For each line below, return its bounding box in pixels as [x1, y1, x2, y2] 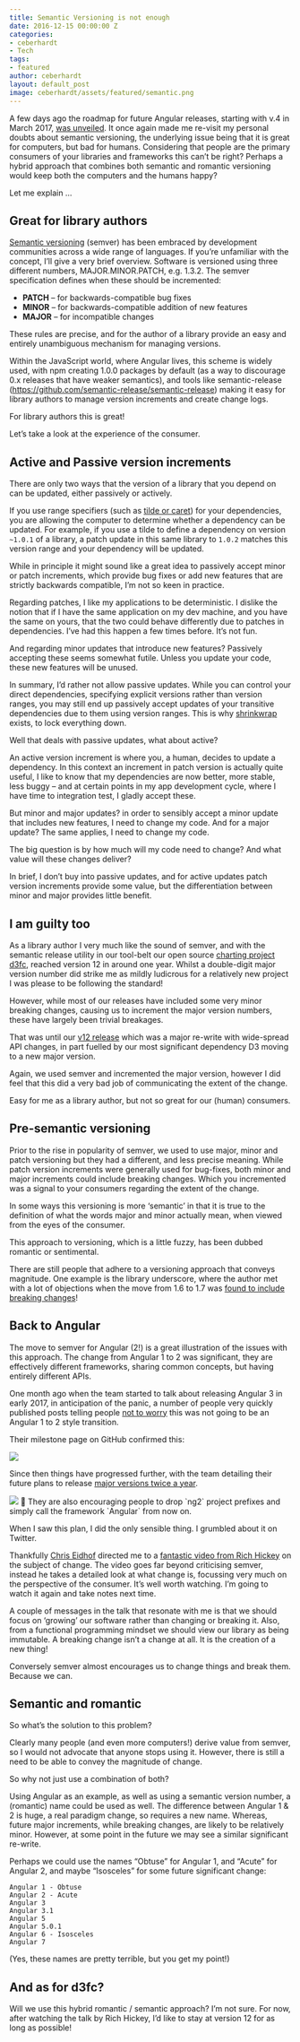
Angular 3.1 [9, 1907, 54, 1916]
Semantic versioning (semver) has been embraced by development [9, 237, 258, 247]
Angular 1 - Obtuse [9, 1883, 82, 1892]
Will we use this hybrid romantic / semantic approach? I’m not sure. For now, [9, 2003, 291, 2014]
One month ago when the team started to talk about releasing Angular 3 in [9, 1388, 283, 1398]
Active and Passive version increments [9, 454, 231, 470]
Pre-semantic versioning [9, 1121, 151, 1137]
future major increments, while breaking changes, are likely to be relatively [9, 1820, 285, 1830]
